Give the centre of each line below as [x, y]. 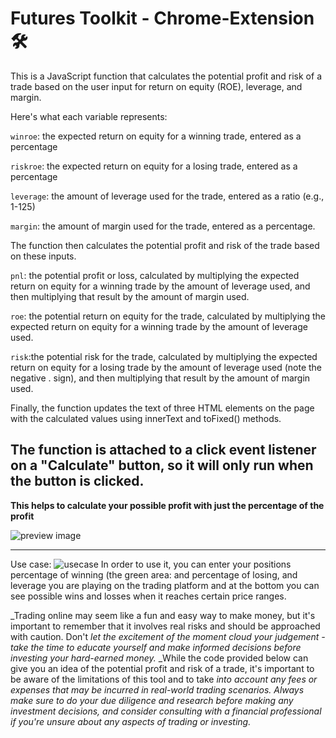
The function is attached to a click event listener [163, 450]
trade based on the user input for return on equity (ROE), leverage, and [156, 86]
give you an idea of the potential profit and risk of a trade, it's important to [162, 668]
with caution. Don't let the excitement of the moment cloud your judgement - [168, 636]
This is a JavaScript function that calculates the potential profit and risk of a [166, 76]
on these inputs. [43, 256]
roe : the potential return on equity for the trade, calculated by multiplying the [168, 316]
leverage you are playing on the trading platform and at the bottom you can [165, 585]
